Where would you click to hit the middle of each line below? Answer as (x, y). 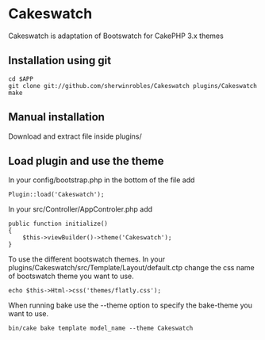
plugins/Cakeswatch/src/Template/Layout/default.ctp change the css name (132, 268)
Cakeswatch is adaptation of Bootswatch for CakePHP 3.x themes (116, 36)
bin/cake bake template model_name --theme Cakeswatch (101, 329)
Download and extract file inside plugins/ (75, 136)
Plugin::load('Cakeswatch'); (56, 195)
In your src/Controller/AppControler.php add (81, 209)
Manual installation (57, 117)
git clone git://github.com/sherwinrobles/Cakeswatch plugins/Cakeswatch (133, 86)
